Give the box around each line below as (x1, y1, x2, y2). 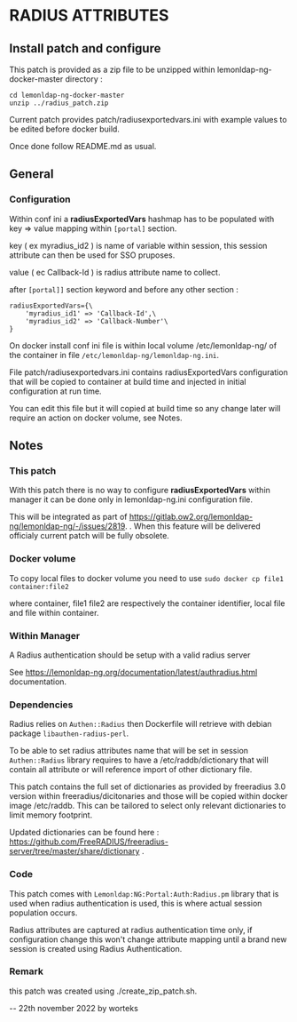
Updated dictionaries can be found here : (9, 827, 160, 838)
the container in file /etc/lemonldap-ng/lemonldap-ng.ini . (9, 349, 220, 360)
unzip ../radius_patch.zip (9, 99, 109, 108)
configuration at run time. (9, 386, 102, 396)
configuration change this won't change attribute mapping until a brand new (9, 934, 287, 945)
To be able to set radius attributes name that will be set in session (9, 746, 249, 756)
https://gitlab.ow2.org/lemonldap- (129, 512, 254, 523)
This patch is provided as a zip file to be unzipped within (9, 64, 215, 75)
